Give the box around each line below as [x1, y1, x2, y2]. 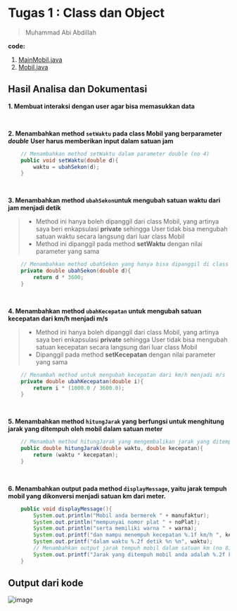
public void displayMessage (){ [20, 505, 113, 513]
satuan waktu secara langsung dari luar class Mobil [35, 232, 185, 240]
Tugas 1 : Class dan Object [8, 5, 165, 21]
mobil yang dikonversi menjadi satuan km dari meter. [8, 491, 166, 500]
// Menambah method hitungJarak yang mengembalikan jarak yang [20, 438, 210, 446]
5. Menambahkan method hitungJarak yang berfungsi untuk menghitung [8, 417, 224, 426]
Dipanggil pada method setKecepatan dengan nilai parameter [35, 350, 216, 359]
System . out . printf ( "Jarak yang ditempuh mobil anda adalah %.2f [33, 551, 226, 558]
